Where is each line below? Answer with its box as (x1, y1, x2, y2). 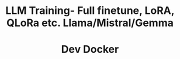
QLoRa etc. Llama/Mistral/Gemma (6, 16, 174, 30)
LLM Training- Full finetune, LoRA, (5, 4, 175, 17)
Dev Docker (61, 43, 119, 56)
